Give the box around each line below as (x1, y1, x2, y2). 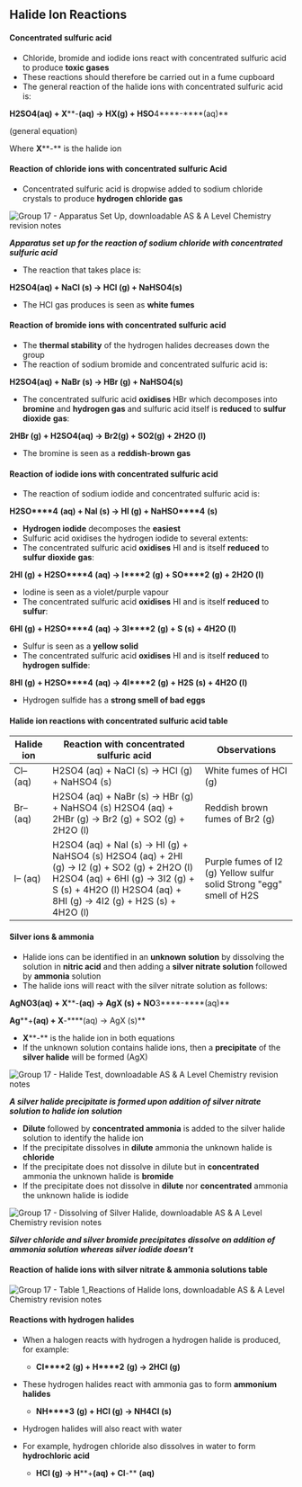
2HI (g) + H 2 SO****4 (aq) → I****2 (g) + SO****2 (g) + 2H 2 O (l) (9, 569, 264, 580)
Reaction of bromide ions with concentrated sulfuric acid (9, 319, 226, 331)
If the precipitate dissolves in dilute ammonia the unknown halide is (22, 1142, 272, 1152)
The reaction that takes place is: (22, 264, 142, 275)
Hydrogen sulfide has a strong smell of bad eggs (22, 694, 206, 705)
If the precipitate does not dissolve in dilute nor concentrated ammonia (22, 1180, 289, 1191)
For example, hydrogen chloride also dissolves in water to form (22, 1441, 256, 1452)
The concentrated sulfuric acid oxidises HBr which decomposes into (22, 394, 278, 404)
